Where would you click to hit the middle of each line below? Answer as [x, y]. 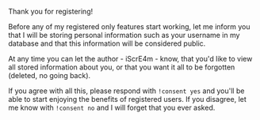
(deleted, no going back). [50, 75]
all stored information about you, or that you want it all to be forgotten [122, 67]
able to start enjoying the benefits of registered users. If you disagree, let [128, 99]
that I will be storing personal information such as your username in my [124, 35]
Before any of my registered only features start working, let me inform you [129, 26]
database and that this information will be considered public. [107, 43]
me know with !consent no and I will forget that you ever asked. [112, 107]
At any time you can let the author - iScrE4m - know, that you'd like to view [130, 59]
